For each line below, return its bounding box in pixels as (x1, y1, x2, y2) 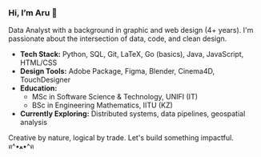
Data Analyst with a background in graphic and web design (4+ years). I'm (8, 26, 254, 35)
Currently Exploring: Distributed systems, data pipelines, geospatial (19, 109, 246, 119)
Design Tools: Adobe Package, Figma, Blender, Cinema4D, (19, 66, 215, 76)
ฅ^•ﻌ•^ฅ (8, 142, 34, 151)
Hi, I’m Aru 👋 (8, 7, 58, 18)
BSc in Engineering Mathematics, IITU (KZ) (31, 100, 174, 111)
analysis (19, 118, 48, 127)
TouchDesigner (19, 75, 71, 85)
